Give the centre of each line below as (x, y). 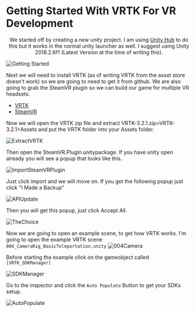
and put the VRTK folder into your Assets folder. (96, 129)
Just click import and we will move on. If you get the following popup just (95, 181)
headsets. (18, 94)
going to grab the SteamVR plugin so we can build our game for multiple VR (98, 87)
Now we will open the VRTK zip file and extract (63, 123)
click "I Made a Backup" (35, 188)
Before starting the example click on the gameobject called (77, 257)
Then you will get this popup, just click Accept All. (67, 210)
